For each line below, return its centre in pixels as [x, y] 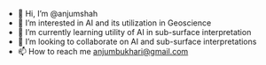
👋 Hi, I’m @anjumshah [58, 14]
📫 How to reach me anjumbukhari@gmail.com [103, 51]
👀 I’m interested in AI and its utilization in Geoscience [114, 23]
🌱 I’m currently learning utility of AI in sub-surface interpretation [134, 32]
